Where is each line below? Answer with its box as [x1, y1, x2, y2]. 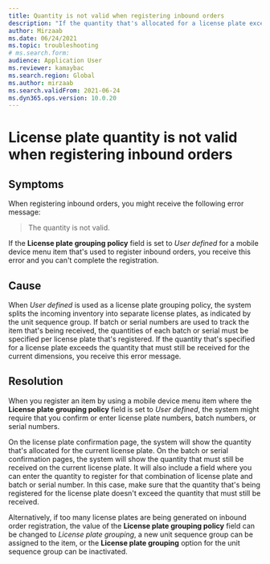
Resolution [8, 374, 63, 388]
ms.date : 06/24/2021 [8, 34, 78, 43]
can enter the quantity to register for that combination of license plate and [8, 471, 253, 480]
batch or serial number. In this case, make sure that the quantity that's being [8, 480, 261, 489]
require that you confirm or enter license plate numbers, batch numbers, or [8, 413, 257, 423]
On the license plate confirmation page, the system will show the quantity [8, 437, 252, 447]
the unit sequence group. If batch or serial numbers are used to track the [8, 317, 250, 327]
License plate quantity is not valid [8, 129, 238, 147]
